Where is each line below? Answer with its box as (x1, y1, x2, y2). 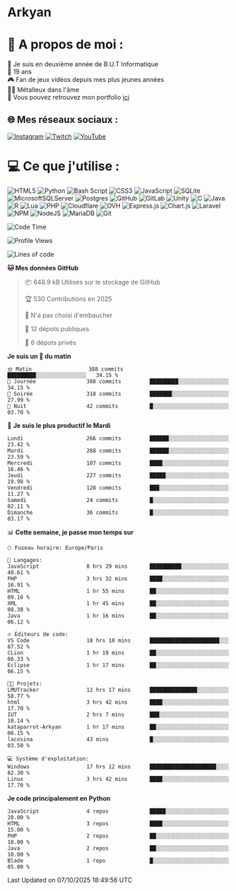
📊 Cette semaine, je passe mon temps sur (7, 527, 134, 537)
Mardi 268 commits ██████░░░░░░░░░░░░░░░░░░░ (7, 447, 230, 454)
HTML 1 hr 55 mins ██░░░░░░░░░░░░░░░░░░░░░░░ (7, 587, 230, 594)
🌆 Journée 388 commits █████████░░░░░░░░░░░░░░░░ (7, 378, 230, 385)
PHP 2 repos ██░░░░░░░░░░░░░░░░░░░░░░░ (7, 832, 230, 839)
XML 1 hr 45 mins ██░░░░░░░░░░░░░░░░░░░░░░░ (7, 599, 230, 607)
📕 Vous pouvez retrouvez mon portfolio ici (7, 93, 129, 102)
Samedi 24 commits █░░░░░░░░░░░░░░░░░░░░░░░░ (7, 496, 230, 503)
